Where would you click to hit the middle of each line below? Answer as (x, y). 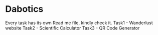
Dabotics (24, 9)
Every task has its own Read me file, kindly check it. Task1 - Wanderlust (79, 23)
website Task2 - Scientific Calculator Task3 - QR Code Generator (72, 28)
